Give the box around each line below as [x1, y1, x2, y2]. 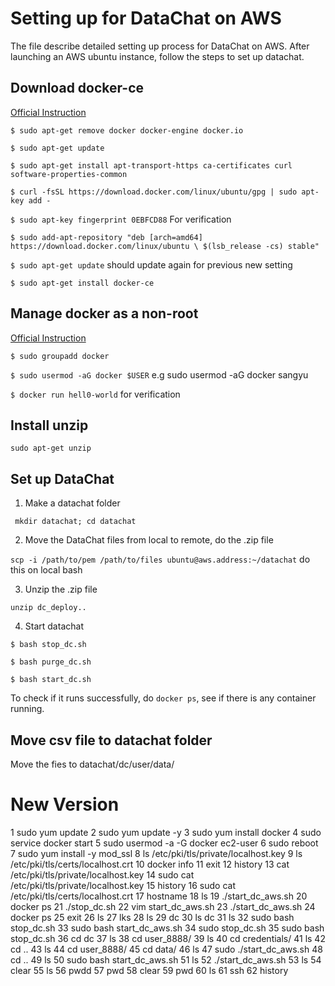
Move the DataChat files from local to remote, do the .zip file [24, 534, 274, 546]
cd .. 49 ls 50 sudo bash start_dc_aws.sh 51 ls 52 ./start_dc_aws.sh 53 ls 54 [10, 953, 322, 966]
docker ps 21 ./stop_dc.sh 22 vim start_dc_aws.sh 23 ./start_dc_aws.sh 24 [10, 900, 316, 912]
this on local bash [10, 564, 83, 576]
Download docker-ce [10, 80, 145, 97]
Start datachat [24, 620, 84, 632]
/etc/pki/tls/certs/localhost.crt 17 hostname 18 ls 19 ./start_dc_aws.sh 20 [10, 890, 308, 902]
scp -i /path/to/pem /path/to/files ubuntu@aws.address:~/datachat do [10, 553, 311, 566]
